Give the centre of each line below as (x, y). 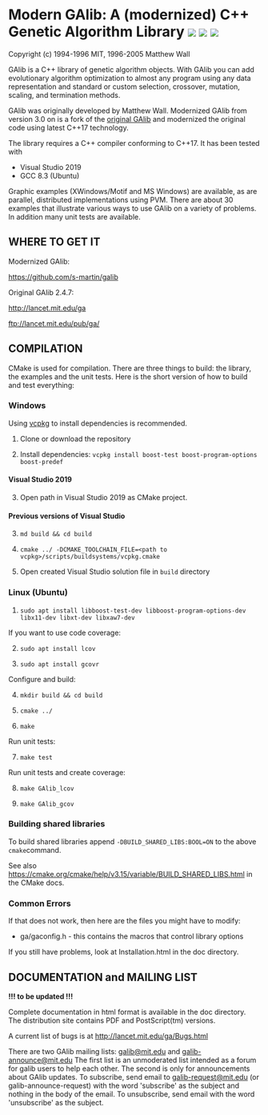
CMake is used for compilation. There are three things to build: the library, (130, 368)
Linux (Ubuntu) (38, 592)
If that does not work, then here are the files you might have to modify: (125, 921)
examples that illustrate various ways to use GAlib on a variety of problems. (132, 208)
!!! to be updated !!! (41, 996)
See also (23, 865)
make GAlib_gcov (47, 804)
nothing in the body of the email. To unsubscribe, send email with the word (132, 1094)
